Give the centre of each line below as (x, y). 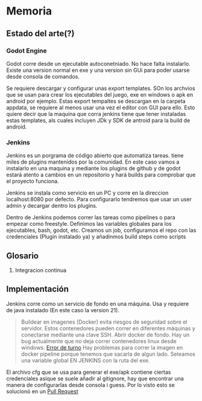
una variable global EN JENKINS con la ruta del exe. (85, 360)
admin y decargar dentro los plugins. (52, 206)
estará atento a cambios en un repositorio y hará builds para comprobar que (101, 175)
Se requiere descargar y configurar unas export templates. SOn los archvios (101, 88)
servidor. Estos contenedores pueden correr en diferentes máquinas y (108, 328)
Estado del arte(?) (40, 34)
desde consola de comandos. (43, 76)
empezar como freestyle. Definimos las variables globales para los (89, 224)
